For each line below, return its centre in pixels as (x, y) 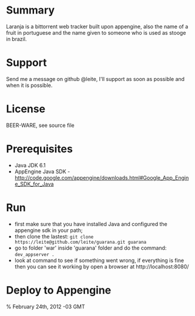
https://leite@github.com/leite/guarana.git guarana (80, 242)
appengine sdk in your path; (48, 230)
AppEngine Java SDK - (42, 172)
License (26, 109)
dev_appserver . (34, 254)
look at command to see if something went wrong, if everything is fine (99, 260)
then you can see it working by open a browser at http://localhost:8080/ (102, 266)
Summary (30, 10)
